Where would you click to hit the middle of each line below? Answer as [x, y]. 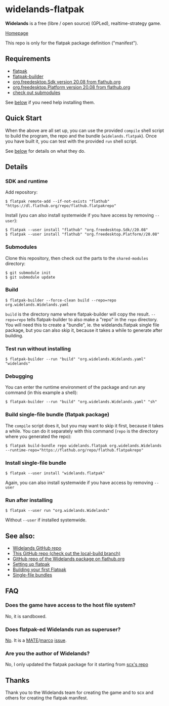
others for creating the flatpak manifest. [47, 698]
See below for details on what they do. [45, 151]
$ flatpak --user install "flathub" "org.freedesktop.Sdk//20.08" [77, 230]
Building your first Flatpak [39, 569]
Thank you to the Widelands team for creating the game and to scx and [79, 693]
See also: [20, 536]
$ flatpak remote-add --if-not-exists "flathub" [57, 202]
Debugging [19, 376]
